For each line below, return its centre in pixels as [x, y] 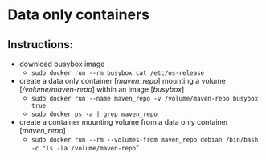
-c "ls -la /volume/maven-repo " [85, 148]
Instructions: [41, 45]
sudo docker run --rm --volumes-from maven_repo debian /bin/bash [145, 140]
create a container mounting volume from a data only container [124, 122]
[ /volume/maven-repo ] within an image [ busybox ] [102, 89]
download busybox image [62, 64]
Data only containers [79, 15]
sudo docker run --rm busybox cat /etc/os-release [118, 73]
